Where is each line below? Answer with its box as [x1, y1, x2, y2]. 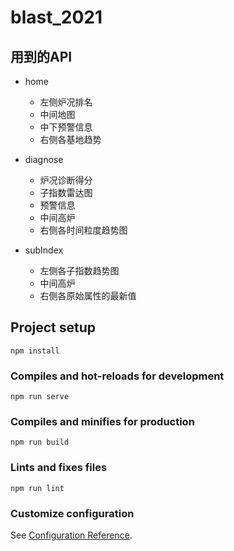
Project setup [10, 319, 97, 336]
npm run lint [10, 483, 65, 493]
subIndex [24, 244, 64, 256]
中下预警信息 [39, 121, 93, 133]
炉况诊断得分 [39, 174, 93, 186]
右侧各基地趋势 [39, 134, 102, 145]
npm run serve [10, 392, 70, 402]
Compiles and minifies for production [10, 415, 195, 429]
